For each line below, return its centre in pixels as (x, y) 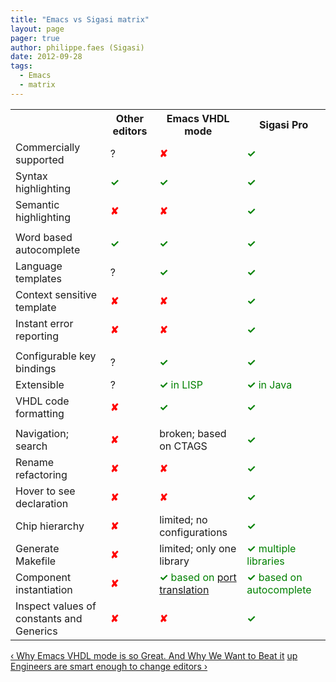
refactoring (41, 474)
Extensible (40, 384)
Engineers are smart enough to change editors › (109, 666)
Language (39, 266)
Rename (35, 462)
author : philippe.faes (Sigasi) (77, 47)
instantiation (44, 589)
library (174, 561)
